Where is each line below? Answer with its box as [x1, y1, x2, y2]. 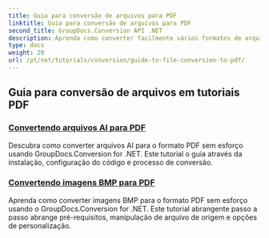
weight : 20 [8, 49, 45, 57]
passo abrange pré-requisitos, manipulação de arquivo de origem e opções [8, 212, 258, 222]
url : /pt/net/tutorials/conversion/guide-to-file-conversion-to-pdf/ [8, 57, 246, 65]
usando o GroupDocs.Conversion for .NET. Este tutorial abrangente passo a [8, 204, 258, 213]
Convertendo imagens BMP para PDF [8, 177, 155, 188]
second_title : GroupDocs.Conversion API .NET [8, 26, 163, 34]
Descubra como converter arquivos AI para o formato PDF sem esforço [8, 141, 243, 150]
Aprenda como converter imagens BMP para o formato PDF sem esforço [8, 195, 248, 204]
